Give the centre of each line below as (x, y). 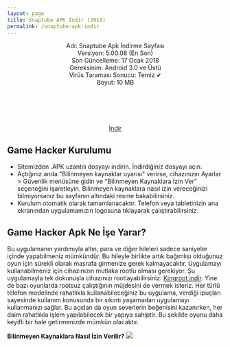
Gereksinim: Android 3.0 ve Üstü (115, 68)
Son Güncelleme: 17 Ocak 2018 (115, 61)
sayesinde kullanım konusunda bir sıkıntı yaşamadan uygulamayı (98, 300)
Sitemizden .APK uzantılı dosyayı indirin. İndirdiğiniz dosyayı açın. (110, 167)
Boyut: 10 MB (115, 83)
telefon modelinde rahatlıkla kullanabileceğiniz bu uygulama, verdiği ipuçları (114, 293)
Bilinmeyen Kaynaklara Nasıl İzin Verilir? (66, 336)
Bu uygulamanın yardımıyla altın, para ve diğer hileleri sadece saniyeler (107, 249)
